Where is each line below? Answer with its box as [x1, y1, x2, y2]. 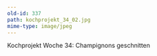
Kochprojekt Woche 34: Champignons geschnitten [7, 42, 150, 50]
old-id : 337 [7, 10, 41, 17]
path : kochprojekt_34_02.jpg [7, 16, 91, 23]
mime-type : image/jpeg [7, 23, 72, 29]
